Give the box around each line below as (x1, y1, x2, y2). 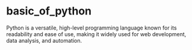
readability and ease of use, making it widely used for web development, (6, 30, 187, 37)
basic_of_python (6, 4, 92, 18)
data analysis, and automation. (6, 37, 82, 44)
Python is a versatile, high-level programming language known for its (6, 24, 177, 31)
